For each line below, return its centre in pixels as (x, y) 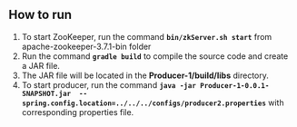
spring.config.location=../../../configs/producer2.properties (144, 103)
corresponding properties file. (78, 112)
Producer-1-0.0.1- (235, 85)
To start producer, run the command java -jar (109, 84)
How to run (40, 15)
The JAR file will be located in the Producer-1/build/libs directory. (145, 75)
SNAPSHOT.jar (46, 93)
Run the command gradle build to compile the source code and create (155, 56)
